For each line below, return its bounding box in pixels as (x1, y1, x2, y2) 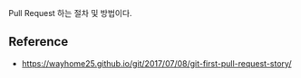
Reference (8, 34, 69, 49)
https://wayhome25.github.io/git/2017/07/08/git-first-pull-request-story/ (21, 57, 292, 69)
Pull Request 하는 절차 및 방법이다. (8, 8, 132, 18)
